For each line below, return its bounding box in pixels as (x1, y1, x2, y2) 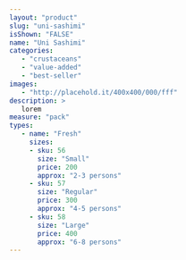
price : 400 (37, 229, 78, 238)
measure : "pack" (9, 113, 70, 122)
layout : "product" (9, 13, 78, 22)
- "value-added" (21, 63, 82, 72)
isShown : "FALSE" (9, 29, 74, 38)
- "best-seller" (21, 71, 82, 80)
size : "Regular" (37, 188, 98, 197)
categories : (9, 46, 54, 55)
